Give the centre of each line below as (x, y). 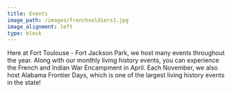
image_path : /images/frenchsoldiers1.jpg (68, 20)
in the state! (24, 83)
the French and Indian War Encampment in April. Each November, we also (113, 68)
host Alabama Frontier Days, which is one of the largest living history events (116, 75)
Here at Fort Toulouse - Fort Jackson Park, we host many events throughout (116, 53)
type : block (24, 33)
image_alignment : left (40, 26)
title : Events (28, 14)
